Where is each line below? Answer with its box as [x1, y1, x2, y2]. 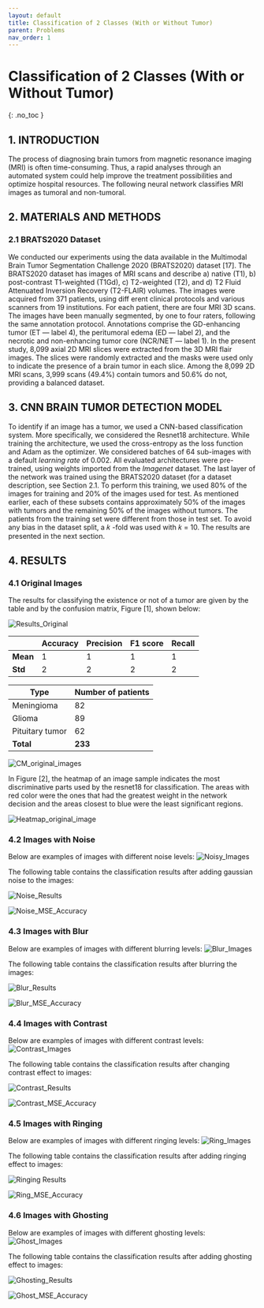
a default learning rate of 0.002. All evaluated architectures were [8, 455, 218, 465]
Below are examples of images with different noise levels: [8, 852, 195, 861]
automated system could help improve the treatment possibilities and [8, 171, 232, 180]
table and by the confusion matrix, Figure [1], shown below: [8, 604, 201, 614]
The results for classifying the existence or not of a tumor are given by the [8, 596, 249, 605]
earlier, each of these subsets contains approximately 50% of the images [8, 497, 246, 506]
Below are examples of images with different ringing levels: [8, 1136, 200, 1145]
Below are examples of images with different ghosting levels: [8, 1228, 206, 1237]
